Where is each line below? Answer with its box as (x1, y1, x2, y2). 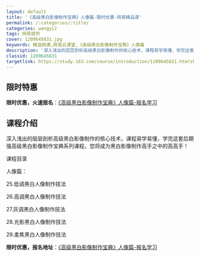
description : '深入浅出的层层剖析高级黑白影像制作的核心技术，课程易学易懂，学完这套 (6, 48, 195, 54)
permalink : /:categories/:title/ (6, 20, 89, 26)
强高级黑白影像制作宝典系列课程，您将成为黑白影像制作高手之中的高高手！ (6, 142, 189, 149)
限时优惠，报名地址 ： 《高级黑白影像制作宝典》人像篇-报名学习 (6, 243, 158, 251)
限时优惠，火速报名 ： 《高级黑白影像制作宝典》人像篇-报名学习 (6, 99, 158, 106)
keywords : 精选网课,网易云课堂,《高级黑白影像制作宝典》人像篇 (6, 42, 145, 48)
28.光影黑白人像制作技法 (6, 218, 67, 226)
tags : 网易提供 (6, 31, 40, 37)
